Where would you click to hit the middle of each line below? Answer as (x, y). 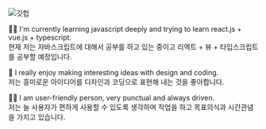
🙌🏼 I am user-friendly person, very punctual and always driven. (112, 98)
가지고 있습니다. (41, 117)
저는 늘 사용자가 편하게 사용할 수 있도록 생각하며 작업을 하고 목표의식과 (117, 107)
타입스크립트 (239, 47)
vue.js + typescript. (40, 37)
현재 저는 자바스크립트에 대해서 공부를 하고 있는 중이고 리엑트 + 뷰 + (113, 47)
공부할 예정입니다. (44, 57)
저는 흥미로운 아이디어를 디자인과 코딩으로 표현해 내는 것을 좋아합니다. (116, 82)
